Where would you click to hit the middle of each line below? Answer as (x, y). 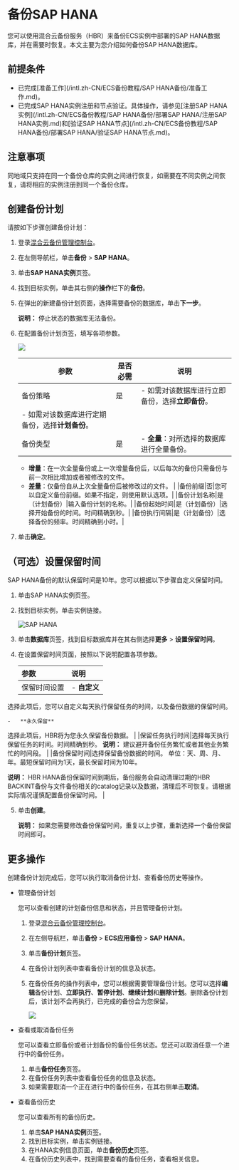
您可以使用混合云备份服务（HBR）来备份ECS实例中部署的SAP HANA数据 (114, 36)
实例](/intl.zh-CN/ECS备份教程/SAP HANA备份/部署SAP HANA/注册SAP (122, 114)
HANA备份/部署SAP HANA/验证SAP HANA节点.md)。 (96, 132)
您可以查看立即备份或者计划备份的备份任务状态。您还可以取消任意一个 (121, 1045)
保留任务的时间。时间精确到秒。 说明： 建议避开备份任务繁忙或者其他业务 (115, 745)
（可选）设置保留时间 (54, 561)
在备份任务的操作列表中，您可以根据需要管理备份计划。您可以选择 (125, 983)
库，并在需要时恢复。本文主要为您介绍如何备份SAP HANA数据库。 (104, 44)
